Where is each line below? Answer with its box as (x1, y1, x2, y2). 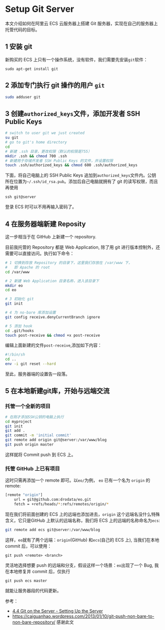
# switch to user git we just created (5, 131, 85, 135)
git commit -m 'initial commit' (5, 433, 71, 438)
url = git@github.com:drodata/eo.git (14, 497, 92, 502)
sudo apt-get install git (5, 66, 58, 71)
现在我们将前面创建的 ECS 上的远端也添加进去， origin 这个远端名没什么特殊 (5, 511, 160, 517)
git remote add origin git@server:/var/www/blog (5, 438, 107, 443)
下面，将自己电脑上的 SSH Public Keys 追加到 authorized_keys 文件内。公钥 (5, 172, 157, 179)
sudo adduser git (5, 94, 41, 99)
